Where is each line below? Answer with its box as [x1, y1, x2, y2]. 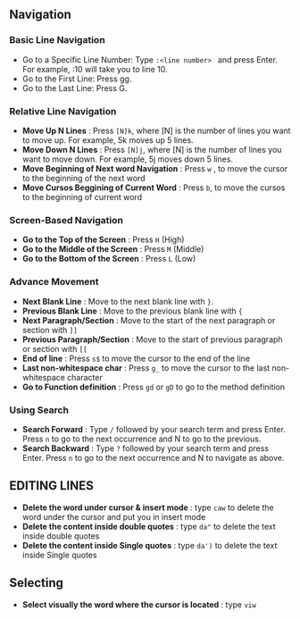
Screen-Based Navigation [9, 213, 123, 226]
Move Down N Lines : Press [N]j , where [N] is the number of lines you [21, 144, 282, 155]
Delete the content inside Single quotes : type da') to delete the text [21, 540, 278, 550]
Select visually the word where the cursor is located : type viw [21, 598, 257, 610]
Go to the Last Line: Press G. [21, 82, 128, 93]
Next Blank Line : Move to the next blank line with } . [21, 296, 214, 306]
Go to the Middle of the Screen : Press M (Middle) [21, 244, 204, 255]
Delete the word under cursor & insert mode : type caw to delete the [21, 502, 274, 513]
